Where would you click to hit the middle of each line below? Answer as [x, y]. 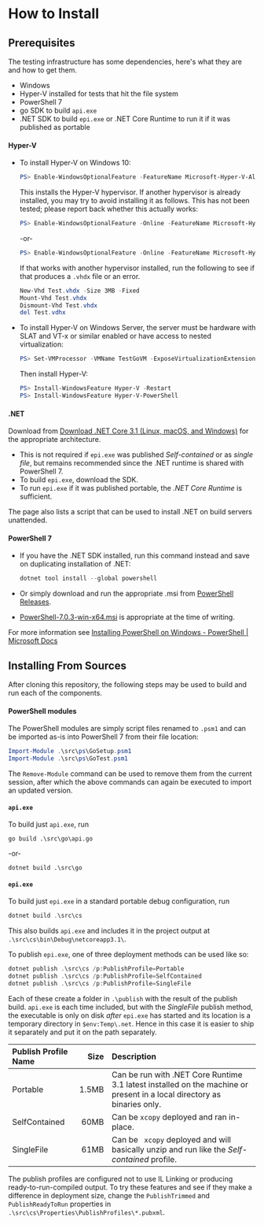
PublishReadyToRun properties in [60, 1204]
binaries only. [136, 1104]
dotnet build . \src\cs [45, 916]
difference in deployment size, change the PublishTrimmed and [109, 1195]
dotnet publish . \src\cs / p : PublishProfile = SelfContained [105, 976]
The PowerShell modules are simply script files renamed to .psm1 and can [127, 729]
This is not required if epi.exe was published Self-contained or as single [136, 455]
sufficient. [36, 496]
